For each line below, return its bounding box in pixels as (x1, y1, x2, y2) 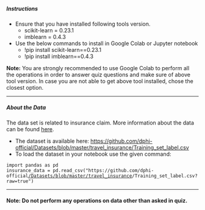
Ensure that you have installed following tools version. (15, 20, 151, 27)
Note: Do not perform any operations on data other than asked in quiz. (6, 197, 188, 204)
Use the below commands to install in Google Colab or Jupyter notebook (15, 40, 198, 47)
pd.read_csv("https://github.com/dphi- (52, 167, 154, 173)
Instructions (6, 5, 38, 12)
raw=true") (6, 178, 34, 184)
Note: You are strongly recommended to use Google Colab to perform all (6, 64, 190, 71)
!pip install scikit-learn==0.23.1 (24, 46, 102, 53)
